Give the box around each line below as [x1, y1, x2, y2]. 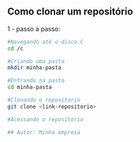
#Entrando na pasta [7, 77, 65, 84]
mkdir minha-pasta [7, 64, 62, 72]
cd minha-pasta [7, 84, 52, 91]
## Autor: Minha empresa [7, 129, 81, 136]
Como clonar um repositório [7, 6, 134, 18]
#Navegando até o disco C [7, 38, 83, 45]
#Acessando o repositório [7, 116, 83, 123]
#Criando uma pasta [7, 58, 65, 65]
